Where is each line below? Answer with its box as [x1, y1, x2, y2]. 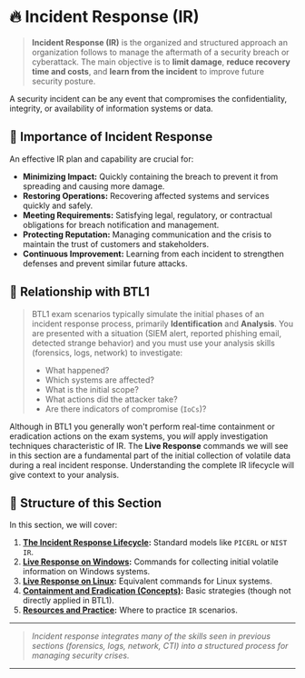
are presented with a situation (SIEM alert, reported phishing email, [31, 327, 282, 338]
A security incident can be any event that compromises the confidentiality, [9, 93, 288, 104]
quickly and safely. [22, 200, 93, 211]
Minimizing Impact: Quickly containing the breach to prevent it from [22, 171, 279, 182]
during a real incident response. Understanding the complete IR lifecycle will [9, 459, 295, 470]
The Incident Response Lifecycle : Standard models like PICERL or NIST [22, 537, 288, 548]
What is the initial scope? [44, 384, 139, 394]
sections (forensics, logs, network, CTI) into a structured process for [31, 641, 289, 652]
